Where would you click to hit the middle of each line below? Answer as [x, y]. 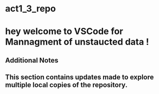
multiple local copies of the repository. [67, 85]
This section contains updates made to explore [79, 77]
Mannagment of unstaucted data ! [77, 42]
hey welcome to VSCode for [64, 32]
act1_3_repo [31, 9]
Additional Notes [32, 60]
